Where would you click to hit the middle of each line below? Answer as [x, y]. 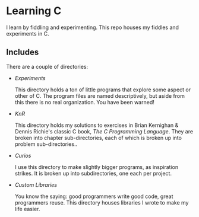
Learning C [34, 11]
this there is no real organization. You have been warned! [84, 102]
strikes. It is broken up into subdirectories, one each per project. [93, 173]
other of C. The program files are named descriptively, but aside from [100, 95]
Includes [23, 52]
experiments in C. [28, 33]
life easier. [27, 209]
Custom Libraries [36, 184]
